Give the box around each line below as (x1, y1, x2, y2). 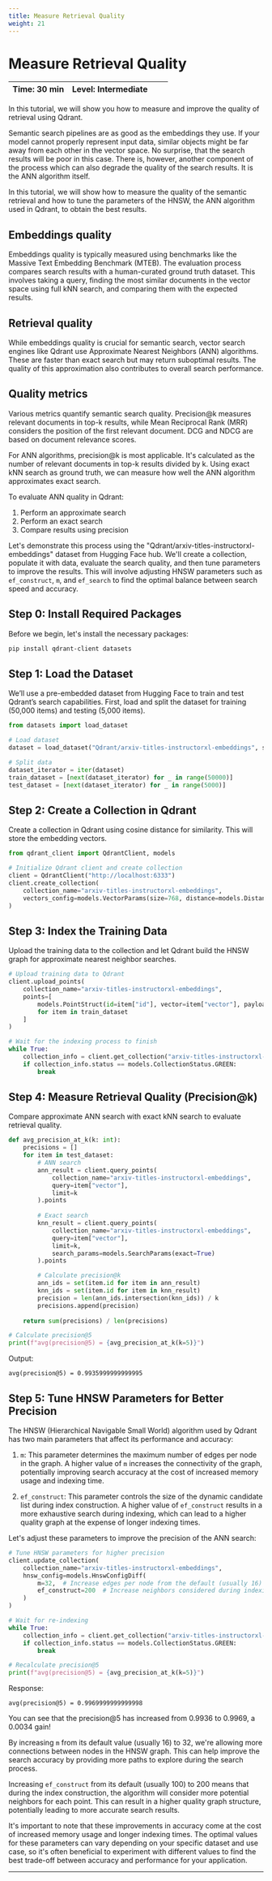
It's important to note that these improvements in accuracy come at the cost (8, 1821, 261, 1831)
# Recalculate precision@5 (8, 1661, 100, 1669)
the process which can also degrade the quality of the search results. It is (8, 163, 253, 173)
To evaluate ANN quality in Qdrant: (8, 492, 124, 502)
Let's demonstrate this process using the (8, 541, 145, 550)
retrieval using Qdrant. (8, 113, 83, 123)
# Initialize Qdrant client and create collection (8, 864, 183, 873)
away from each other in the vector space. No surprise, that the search (8, 145, 245, 155)
